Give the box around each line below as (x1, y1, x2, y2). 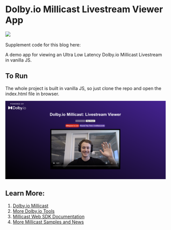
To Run (5, 72, 28, 80)
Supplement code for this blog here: (5, 42, 81, 48)
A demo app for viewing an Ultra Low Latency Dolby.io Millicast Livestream (5, 51, 162, 57)
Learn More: (5, 189, 45, 198)
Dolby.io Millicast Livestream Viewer (5, 4, 163, 15)
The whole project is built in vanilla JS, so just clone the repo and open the (5, 85, 162, 91)
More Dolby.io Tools (12, 208, 55, 214)
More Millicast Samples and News (12, 219, 84, 225)
